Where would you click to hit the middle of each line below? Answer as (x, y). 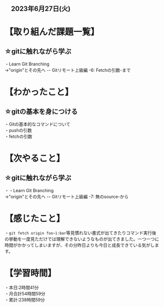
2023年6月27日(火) (41, 9)
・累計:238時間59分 (25, 300)
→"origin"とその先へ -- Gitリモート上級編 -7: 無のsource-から (67, 197)
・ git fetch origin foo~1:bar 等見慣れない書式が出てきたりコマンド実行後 (81, 233)
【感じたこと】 (35, 218)
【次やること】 (35, 158)
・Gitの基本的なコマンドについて (38, 124)
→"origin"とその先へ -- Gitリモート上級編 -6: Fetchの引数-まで (68, 70)
